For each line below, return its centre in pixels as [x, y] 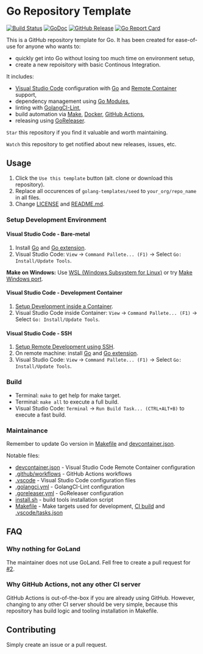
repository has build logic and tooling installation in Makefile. [82, 611]
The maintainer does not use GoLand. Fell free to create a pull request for [98, 562]
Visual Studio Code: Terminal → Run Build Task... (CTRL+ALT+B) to [100, 408]
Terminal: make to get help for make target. [68, 395]
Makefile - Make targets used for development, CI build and [90, 506]
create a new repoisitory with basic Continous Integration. [88, 65]
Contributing [31, 630]
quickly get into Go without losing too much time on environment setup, [105, 58]
